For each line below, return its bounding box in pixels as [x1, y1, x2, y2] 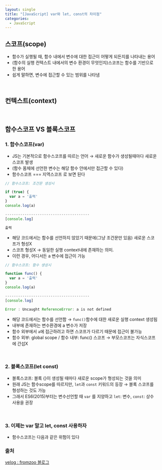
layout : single [5, 7, 36, 12]
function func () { [5, 271, 42, 276]
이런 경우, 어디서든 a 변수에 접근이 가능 [12, 253, 86, 259]
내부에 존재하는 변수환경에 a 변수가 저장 [12, 322, 87, 328]
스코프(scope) [5, 40, 47, 48]
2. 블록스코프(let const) [5, 363, 59, 370]
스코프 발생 [12, 159, 33, 165]
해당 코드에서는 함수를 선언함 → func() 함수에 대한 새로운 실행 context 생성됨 [12, 316, 158, 322]
